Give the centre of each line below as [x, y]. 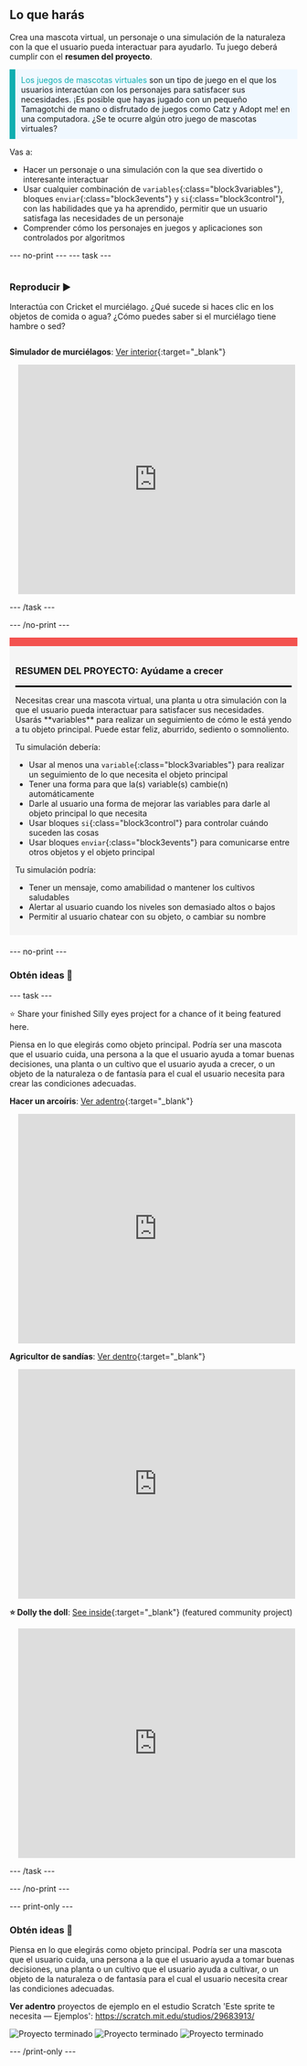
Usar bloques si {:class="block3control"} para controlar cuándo [148, 823]
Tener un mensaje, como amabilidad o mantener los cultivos [142, 888]
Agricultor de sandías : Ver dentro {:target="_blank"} [107, 1356]
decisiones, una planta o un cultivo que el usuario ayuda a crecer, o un [143, 1064]
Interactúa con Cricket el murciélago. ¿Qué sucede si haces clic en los [142, 307]
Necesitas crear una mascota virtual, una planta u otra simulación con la [151, 700]
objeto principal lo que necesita [88, 813]
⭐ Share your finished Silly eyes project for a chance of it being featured [145, 1013]
